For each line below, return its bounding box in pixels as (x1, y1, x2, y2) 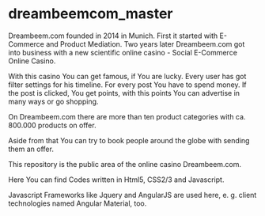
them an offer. (8, 144, 54, 153)
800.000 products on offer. (8, 120, 97, 130)
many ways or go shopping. (8, 97, 99, 106)
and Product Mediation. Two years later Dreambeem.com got (46, 39, 245, 48)
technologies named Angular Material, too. (8, 199, 147, 208)
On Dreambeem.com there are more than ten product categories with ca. (8, 112, 246, 121)
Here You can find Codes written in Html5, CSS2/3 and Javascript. (8, 175, 225, 184)
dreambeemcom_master (8, 5, 173, 23)
